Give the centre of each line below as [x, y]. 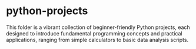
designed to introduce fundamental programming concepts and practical [94, 33]
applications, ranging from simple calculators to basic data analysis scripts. [97, 40]
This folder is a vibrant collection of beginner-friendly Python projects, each [98, 27]
